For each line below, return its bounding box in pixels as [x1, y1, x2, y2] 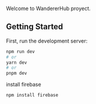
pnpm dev [6, 70, 27, 77]
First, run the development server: [6, 37, 88, 44]
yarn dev [6, 60, 27, 65]
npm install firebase [6, 92, 59, 98]
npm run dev [6, 48, 35, 54]
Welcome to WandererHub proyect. [6, 5, 91, 12]
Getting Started [6, 22, 63, 32]
